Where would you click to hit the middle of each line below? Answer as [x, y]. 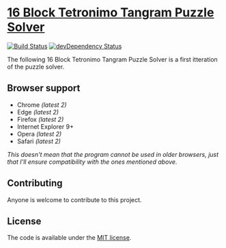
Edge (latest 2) [38, 112]
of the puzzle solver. [36, 66]
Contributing [35, 183]
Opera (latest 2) [39, 134]
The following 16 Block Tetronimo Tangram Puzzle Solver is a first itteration [113, 59]
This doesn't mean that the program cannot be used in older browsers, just [113, 154]
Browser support [44, 88]
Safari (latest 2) [39, 141]
